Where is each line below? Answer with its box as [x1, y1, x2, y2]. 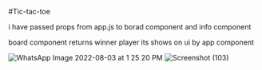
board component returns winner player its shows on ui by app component [8, 37, 254, 47]
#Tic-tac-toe [8, 7, 50, 16]
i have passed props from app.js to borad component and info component [8, 22, 252, 31]
